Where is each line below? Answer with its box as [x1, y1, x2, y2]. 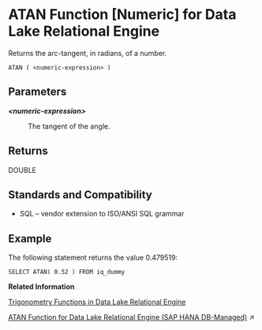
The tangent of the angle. [28, 121, 110, 131]
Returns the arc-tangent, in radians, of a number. [8, 48, 167, 58]
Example [8, 231, 52, 246]
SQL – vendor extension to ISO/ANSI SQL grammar [19, 209, 185, 219]
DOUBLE [8, 165, 37, 174]
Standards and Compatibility [8, 188, 152, 201]
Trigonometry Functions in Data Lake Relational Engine [8, 298, 186, 307]
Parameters [8, 85, 67, 99]
